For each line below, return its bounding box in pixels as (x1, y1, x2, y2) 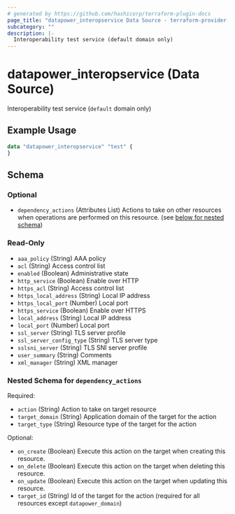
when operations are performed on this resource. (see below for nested (17, 213, 225, 222)
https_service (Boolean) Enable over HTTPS (17, 306, 146, 315)
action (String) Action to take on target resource (17, 405, 157, 413)
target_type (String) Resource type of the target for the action (17, 420, 197, 428)
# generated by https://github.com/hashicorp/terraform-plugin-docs (7, 10, 211, 17)
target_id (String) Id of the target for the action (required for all (17, 491, 201, 500)
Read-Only (7, 238, 45, 248)
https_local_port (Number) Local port (17, 299, 129, 307)
